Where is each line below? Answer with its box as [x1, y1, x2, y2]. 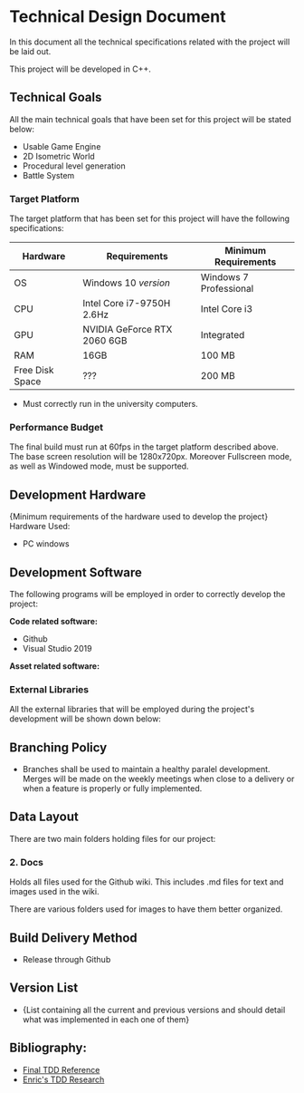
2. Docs [9, 856, 43, 868]
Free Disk [14, 364, 54, 377]
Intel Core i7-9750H [82, 297, 171, 310]
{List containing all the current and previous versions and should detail [22, 1004, 286, 1015]
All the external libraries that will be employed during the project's [9, 704, 255, 715]
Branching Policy [9, 740, 108, 755]
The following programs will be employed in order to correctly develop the [9, 588, 286, 599]
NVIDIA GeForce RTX [82, 324, 173, 336]
